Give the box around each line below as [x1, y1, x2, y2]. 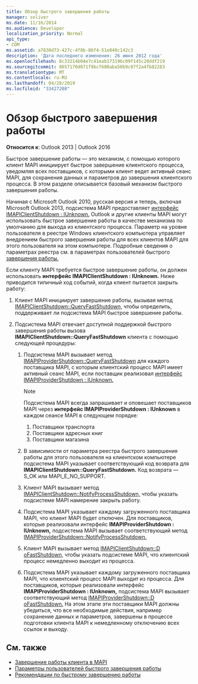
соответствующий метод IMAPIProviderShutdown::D [23, 594, 155, 601]
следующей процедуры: [14, 339, 76, 347]
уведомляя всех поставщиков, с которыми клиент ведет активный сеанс [6, 167, 191, 175]
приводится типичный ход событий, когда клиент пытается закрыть [6, 279, 178, 286]
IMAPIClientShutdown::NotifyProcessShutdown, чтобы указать [23, 490, 178, 497]
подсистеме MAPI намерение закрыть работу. [23, 496, 141, 504]
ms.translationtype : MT [6, 69, 65, 75]
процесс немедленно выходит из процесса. [23, 557, 135, 564]
